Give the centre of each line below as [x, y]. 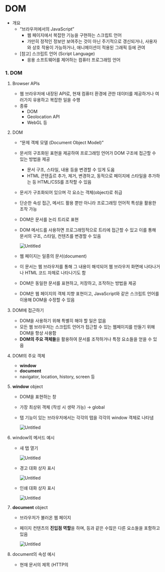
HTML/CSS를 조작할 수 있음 [65, 182]
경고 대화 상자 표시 [37, 468]
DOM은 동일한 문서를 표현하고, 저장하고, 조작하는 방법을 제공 [78, 283]
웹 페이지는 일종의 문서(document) [53, 256]
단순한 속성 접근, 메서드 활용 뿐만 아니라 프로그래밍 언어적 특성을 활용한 [88, 203]
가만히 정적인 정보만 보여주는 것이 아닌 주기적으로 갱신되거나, [85, 41]
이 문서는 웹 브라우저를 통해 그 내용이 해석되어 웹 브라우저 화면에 [81, 267]
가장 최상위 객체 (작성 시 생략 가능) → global [62, 407]
